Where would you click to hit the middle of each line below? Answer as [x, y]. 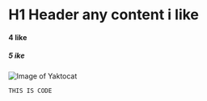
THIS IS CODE [30, 91]
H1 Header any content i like [104, 15]
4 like [18, 37]
